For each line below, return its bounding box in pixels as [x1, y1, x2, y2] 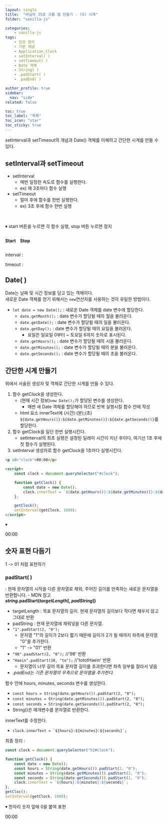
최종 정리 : [5, 738, 25, 744]
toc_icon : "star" [5, 118, 41, 123]
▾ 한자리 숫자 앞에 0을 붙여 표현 [5, 803, 66, 809]
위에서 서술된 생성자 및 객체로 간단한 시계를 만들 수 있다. [5, 380, 114, 386]
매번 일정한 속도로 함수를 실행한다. [19, 178, 87, 185]
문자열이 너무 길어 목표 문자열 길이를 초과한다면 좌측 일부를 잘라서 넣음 [19, 663, 157, 669]
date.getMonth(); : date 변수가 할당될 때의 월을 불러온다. [19, 313, 133, 319]
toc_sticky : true [5, 123, 41, 128]
